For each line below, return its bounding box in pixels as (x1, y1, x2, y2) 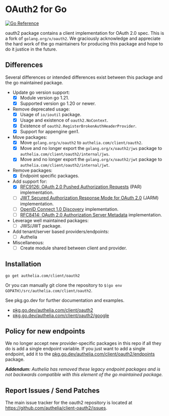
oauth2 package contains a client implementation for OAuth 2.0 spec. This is (5, 30, 164, 36)
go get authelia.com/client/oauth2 (5, 273, 80, 278)
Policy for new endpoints (5, 327, 85, 336)
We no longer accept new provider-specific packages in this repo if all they (5, 340, 161, 346)
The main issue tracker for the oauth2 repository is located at (5, 400, 133, 406)
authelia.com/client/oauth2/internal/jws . (20, 151, 110, 157)
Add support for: (12, 178, 47, 185)
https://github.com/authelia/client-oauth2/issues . (5, 405, 107, 411)
